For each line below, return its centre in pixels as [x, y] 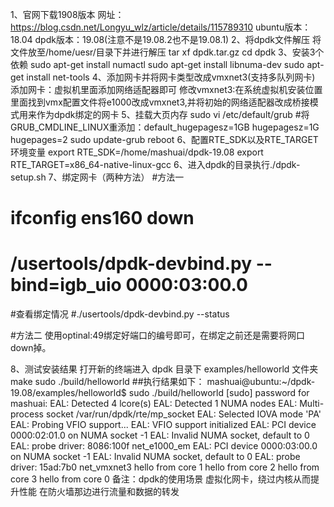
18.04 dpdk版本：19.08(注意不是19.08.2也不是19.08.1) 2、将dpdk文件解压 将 [166, 39]
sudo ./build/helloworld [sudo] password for [219, 393]
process [27, 414]
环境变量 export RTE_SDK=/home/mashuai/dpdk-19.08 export [137, 152]
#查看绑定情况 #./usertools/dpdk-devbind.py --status [120, 314]
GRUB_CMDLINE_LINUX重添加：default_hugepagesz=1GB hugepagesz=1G [165, 127]
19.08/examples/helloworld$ [68, 393]
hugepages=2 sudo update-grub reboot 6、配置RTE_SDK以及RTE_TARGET [164, 139]
